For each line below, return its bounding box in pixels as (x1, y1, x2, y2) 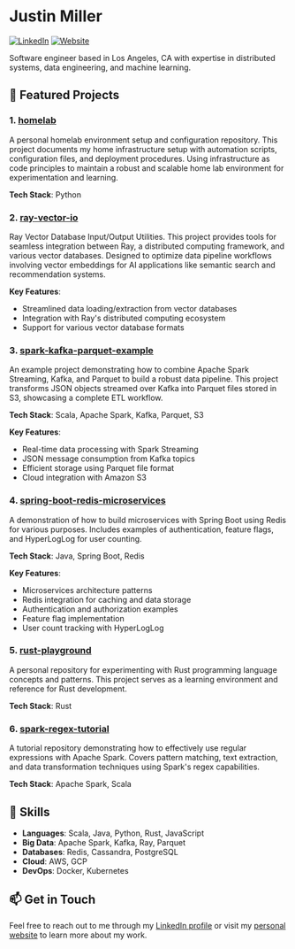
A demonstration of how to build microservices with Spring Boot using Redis (9, 514, 287, 525)
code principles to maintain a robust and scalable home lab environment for (9, 162, 284, 174)
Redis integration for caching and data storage (21, 594, 192, 605)
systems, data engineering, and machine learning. (9, 62, 192, 73)
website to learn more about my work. (9, 930, 147, 940)
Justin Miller (9, 6, 103, 27)
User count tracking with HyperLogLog (21, 622, 165, 633)
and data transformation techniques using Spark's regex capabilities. (9, 761, 261, 772)
